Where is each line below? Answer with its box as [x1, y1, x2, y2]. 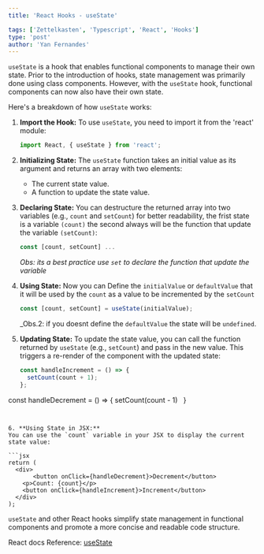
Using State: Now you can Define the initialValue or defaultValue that [19, 281, 254, 290]
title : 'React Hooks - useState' [8, 11, 118, 20]
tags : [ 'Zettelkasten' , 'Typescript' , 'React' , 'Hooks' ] [8, 25, 199, 34]
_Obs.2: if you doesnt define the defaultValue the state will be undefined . [19, 318, 257, 328]
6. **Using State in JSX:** [8, 424, 101, 432]
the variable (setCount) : [19, 228, 98, 237]
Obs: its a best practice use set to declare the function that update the [19, 258, 250, 266]
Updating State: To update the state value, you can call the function [19, 334, 241, 344]
